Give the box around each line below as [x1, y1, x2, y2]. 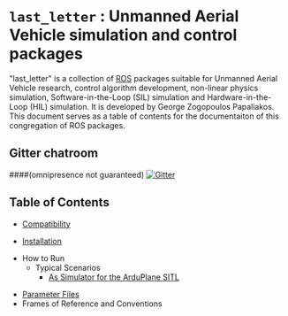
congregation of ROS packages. [9, 119, 125, 130]
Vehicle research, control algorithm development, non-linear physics [9, 82, 259, 93]
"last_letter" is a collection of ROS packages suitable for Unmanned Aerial [9, 73, 278, 83]
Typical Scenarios [34, 262, 101, 273]
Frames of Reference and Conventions [21, 298, 163, 309]
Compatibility [21, 219, 71, 229]
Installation [21, 235, 63, 246]
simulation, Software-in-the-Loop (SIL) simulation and [9, 91, 206, 103]
